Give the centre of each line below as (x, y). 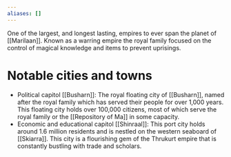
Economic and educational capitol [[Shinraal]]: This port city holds (111, 124)
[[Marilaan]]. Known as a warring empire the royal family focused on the (109, 40)
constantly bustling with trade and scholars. (79, 146)
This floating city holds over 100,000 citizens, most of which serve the (117, 109)
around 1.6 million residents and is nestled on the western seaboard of (117, 131)
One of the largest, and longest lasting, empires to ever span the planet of (112, 33)
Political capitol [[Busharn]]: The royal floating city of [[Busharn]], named (121, 94)
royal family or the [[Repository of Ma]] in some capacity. (98, 116)
